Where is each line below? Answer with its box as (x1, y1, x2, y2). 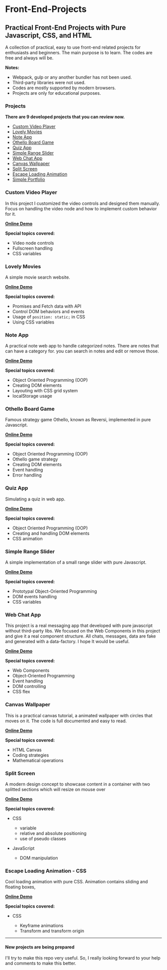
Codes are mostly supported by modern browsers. (12, 85, 116, 91)
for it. (5, 211, 16, 217)
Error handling (12, 472, 42, 478)
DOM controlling (12, 683, 46, 689)
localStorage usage (12, 393, 52, 399)
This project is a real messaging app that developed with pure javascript (5, 623, 153, 629)
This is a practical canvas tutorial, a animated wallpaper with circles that (5, 712, 153, 718)
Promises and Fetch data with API (12, 303, 82, 309)
